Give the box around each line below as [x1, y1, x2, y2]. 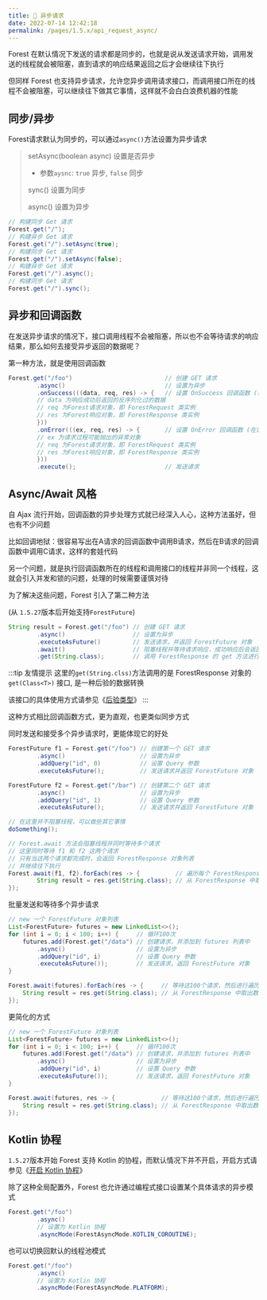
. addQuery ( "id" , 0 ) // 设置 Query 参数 [37, 760, 200, 768]
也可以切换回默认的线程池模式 [8, 1246, 106, 1255]
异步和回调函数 [8, 308, 82, 323]
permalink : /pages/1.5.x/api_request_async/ [8, 26, 158, 34]
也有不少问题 [8, 519, 50, 529]
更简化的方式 [8, 1012, 50, 1021]
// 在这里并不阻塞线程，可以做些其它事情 [8, 818, 126, 826]
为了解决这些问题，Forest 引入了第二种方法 [8, 590, 149, 600]
